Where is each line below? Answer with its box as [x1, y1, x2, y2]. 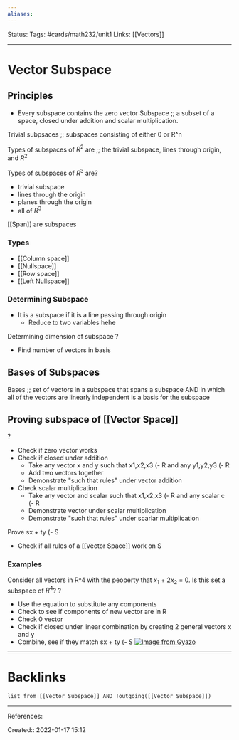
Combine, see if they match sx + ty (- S [17, 638, 133, 646]
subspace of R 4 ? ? [7, 585, 62, 595]
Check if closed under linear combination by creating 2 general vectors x [17, 623, 232, 631]
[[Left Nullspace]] [17, 277, 70, 285]
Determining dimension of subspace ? [7, 332, 119, 340]
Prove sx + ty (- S [7, 528, 59, 536]
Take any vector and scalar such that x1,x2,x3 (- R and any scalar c [28, 492, 225, 500]
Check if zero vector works [17, 446, 97, 455]
